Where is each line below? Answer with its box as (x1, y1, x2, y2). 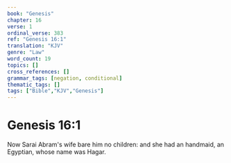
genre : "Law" (7, 49, 45, 56)
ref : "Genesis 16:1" (7, 36, 67, 43)
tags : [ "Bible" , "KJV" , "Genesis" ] (7, 87, 104, 94)
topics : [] (7, 62, 39, 69)
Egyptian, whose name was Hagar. (7, 148, 106, 156)
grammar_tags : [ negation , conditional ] (7, 74, 123, 82)
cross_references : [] (7, 68, 70, 75)
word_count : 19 (7, 55, 51, 62)
